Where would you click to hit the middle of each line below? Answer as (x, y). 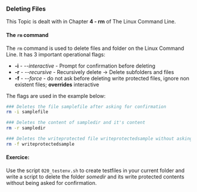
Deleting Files (26, 9)
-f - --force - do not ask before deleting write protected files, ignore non (102, 78)
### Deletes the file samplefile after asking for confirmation (86, 107)
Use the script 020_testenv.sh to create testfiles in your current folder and (95, 170)
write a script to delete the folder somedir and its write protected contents (95, 176)
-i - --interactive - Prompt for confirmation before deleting (85, 66)
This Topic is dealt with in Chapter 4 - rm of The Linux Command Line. (91, 22)
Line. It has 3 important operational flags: (56, 54)
